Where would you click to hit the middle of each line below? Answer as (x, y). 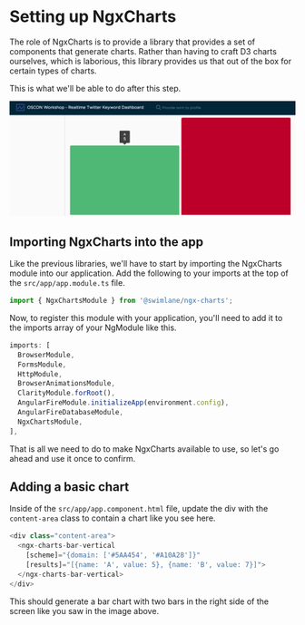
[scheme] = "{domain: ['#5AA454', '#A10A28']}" (113, 555)
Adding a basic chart (69, 487)
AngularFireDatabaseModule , (71, 413)
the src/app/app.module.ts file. (67, 283)
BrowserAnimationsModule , (67, 384)
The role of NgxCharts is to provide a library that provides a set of (133, 42)
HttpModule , (40, 374)
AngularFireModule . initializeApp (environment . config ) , (123, 403)
